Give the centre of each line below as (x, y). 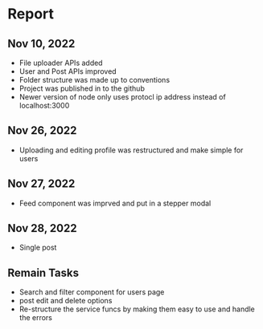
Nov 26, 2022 (42, 130)
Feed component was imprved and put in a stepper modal (115, 203)
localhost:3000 (44, 106)
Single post (38, 248)
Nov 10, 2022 (41, 44)
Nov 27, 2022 (41, 184)
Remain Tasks (43, 272)
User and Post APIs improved (68, 71)
